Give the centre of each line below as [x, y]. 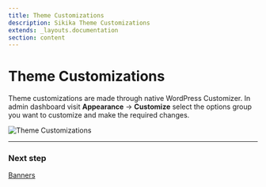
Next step [27, 159]
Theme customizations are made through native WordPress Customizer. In [129, 99]
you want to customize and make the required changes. [99, 115]
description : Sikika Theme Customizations [79, 23]
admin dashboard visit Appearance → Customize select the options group [130, 107]
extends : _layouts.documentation [63, 30]
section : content [37, 37]
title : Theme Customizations [56, 15]
